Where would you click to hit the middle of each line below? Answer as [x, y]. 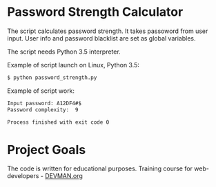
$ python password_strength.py [52, 77]
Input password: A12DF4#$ [44, 103]
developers [23, 176]
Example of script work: [41, 91]
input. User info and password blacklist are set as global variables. [101, 38]
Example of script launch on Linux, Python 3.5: [73, 65]
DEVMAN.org [63, 176]
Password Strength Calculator [95, 12]
